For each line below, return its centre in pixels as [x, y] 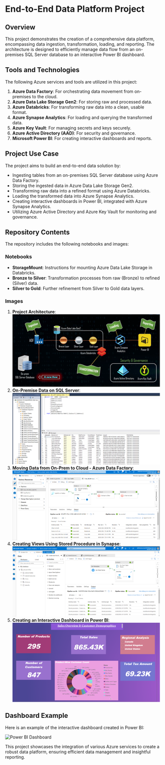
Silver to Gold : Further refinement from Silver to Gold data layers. [78, 288]
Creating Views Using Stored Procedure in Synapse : [67, 544]
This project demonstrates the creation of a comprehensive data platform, [80, 39]
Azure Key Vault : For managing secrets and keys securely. [72, 128]
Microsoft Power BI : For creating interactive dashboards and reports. [82, 138]
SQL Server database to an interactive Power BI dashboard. [85, 55]
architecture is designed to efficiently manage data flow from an [70, 49]
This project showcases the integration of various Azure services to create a [82, 746]
